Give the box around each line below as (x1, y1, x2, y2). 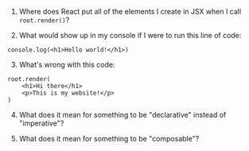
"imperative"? (18, 118, 64, 128)
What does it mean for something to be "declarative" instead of (18, 110, 227, 119)
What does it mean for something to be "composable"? (18, 134, 200, 143)
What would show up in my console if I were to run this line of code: (18, 31, 242, 40)
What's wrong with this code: (18, 60, 115, 69)
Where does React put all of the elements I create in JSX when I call (18, 7, 242, 16)
